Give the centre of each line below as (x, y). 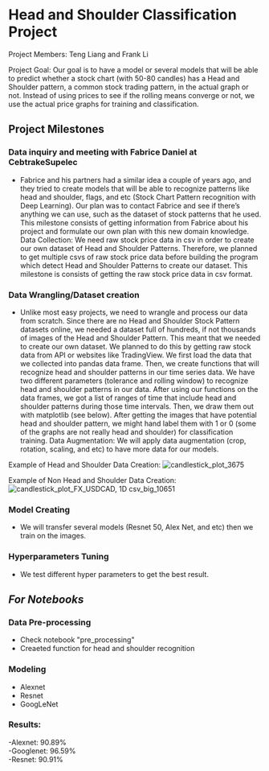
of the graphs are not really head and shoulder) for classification (126, 431)
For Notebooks (46, 599)
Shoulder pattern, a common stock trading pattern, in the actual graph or (128, 87)
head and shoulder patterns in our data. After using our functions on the (139, 389)
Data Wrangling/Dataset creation (74, 295)
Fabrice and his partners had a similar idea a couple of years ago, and (135, 179)
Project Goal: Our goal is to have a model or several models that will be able (133, 69)
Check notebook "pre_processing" (77, 640)
